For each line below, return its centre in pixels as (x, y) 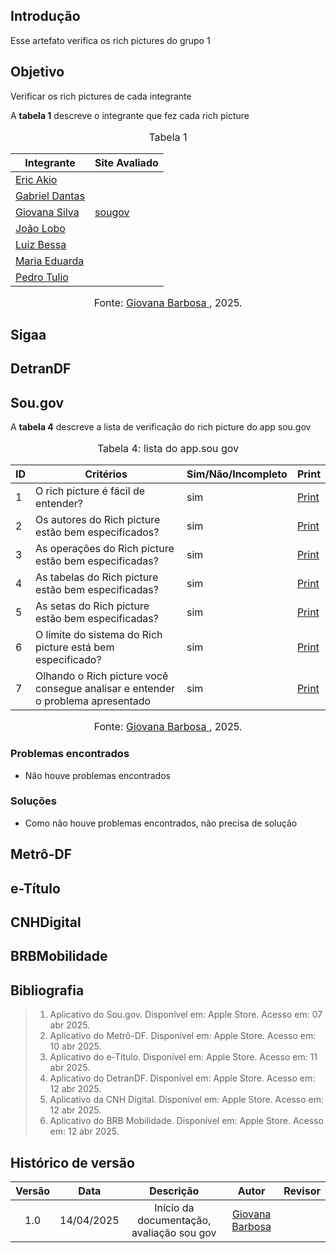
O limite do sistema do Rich (99, 635)
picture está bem (75, 647)
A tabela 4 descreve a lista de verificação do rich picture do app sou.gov (161, 427)
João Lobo (40, 228)
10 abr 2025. (75, 1046)
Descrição (174, 1191)
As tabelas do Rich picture (97, 577)
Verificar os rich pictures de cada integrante (101, 96)
